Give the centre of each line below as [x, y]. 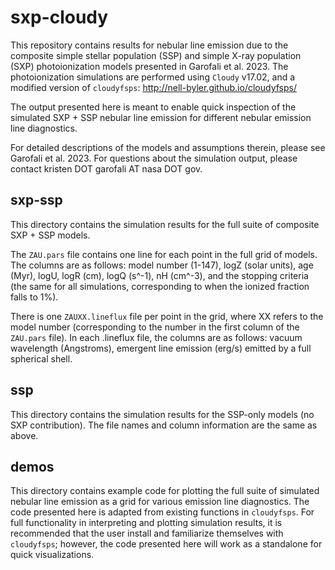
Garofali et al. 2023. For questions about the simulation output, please [154, 158]
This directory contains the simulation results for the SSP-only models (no [162, 414]
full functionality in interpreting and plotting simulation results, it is [146, 523]
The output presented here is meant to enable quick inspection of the [153, 107]
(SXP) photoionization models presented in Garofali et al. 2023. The [149, 66]
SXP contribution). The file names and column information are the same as [164, 425]
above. [24, 435]
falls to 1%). [34, 297]
